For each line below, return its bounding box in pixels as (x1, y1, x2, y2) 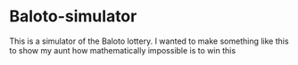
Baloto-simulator (9, 6, 137, 27)
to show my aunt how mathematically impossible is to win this (9, 45, 236, 55)
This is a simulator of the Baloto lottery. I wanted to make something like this (9, 36, 289, 46)
